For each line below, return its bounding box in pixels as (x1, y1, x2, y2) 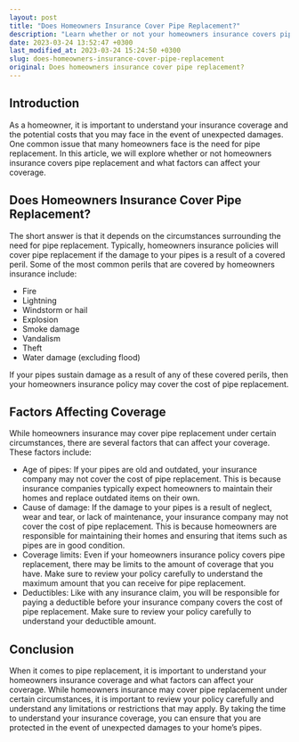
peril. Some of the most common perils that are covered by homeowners (9, 259, 276, 269)
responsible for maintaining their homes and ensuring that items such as (21, 531, 287, 541)
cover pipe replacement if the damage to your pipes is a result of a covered (9, 249, 286, 260)
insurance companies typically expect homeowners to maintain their (21, 483, 273, 494)
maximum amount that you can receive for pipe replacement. (21, 578, 246, 589)
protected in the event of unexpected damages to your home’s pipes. (9, 722, 263, 733)
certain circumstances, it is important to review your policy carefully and (9, 694, 274, 705)
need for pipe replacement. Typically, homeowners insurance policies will (9, 240, 279, 251)
